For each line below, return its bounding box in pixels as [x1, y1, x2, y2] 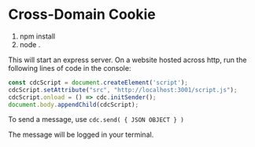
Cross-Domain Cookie [8, 6, 156, 24]
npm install [19, 31, 56, 41]
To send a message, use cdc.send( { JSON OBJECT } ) [8, 115, 185, 124]
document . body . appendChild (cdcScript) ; [8, 101, 139, 108]
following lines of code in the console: [8, 63, 131, 72]
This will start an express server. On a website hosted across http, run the [8, 55, 247, 64]
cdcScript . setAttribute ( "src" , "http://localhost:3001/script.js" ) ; [8, 86, 238, 94]
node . [19, 39, 41, 49]
